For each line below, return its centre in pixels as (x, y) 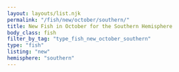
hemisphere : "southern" (41, 58)
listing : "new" (29, 52)
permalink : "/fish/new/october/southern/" (68, 20)
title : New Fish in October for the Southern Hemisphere (90, 26)
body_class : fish (32, 33)
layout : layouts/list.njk (44, 13)
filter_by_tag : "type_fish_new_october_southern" (79, 39)
